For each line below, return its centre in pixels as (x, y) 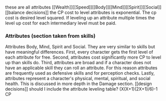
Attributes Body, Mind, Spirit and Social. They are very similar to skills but (80, 47)
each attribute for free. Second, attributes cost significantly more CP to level (83, 57)
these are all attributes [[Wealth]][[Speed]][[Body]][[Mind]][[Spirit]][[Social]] (83, 7)
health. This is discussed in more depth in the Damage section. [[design (79, 84)
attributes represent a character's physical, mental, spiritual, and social (78, 79)
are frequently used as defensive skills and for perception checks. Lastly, (80, 73)
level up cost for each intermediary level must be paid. (61, 23)
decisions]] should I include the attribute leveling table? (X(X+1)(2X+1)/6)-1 (82, 89)
